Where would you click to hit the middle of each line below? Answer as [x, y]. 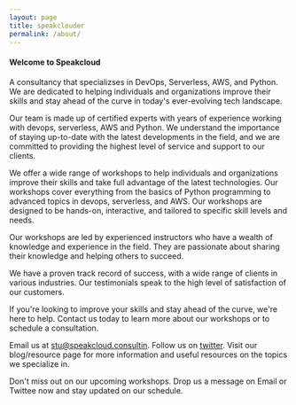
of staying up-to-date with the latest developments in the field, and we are [145, 136]
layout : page [33, 17]
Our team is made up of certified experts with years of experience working [145, 118]
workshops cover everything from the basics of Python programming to [140, 191]
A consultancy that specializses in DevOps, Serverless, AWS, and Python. [144, 82]
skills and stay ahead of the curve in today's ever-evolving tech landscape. [146, 101]
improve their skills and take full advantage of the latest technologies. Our [144, 182]
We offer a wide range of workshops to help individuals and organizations [144, 173]
